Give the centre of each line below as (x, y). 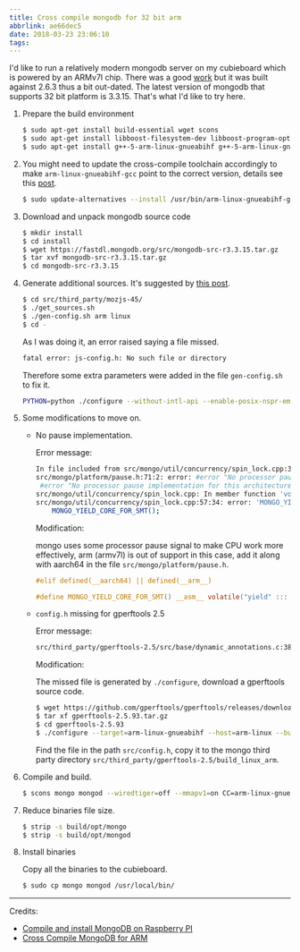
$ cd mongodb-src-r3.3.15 (70, 266)
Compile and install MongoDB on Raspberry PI (108, 929)
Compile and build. (57, 777)
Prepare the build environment (78, 114)
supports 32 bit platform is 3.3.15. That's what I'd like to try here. (127, 97)
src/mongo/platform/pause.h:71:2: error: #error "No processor (156, 478)
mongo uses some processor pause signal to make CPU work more (159, 545)
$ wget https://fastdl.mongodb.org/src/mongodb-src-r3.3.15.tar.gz (150, 250)
